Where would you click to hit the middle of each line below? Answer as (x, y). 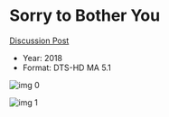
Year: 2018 (42, 58)
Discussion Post (39, 40)
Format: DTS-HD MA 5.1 (66, 67)
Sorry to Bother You (85, 16)
